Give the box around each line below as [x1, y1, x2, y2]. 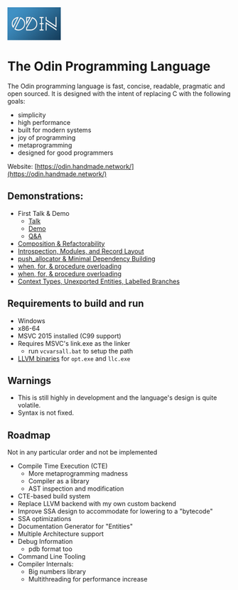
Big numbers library [28, 567, 87, 576]
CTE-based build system [17, 492, 91, 501]
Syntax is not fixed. [17, 408, 75, 417]
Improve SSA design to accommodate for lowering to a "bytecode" [17, 507, 213, 515]
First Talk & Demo [17, 209, 70, 217]
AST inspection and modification [28, 484, 124, 493]
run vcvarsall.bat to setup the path [28, 346, 134, 355]
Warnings [7, 374, 52, 386]
